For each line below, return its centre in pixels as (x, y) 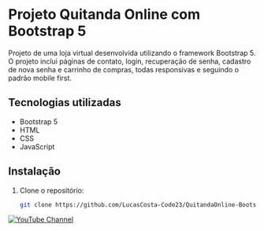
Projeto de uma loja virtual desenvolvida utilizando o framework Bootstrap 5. (132, 53)
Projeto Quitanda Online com (104, 15)
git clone (36, 205)
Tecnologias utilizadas (65, 103)
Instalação (35, 172)
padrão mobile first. (40, 78)
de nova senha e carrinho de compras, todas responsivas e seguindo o (123, 69)
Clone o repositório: (52, 190)
